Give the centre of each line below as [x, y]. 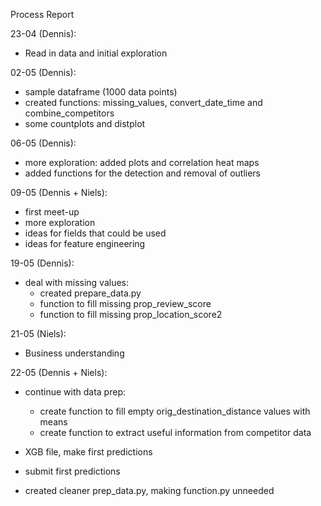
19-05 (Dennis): [42, 263]
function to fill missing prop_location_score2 [131, 314]
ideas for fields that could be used [95, 233]
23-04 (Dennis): [43, 33]
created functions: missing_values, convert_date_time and [143, 102]
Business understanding [74, 353]
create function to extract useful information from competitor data [175, 432]
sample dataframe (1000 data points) [101, 92]
